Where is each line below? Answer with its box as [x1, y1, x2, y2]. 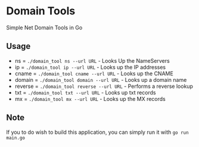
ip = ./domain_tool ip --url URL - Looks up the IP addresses [14, 63, 166, 71]
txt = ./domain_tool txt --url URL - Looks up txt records [14, 88, 156, 96]
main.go [6, 134, 26, 141]
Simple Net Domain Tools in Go [6, 24, 83, 31]
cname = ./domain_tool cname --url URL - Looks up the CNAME [14, 70, 174, 77]
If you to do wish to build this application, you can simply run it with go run [6, 128, 189, 136]
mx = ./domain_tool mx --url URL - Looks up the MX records [14, 95, 166, 102]
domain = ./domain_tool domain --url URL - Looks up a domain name [14, 76, 187, 83]
